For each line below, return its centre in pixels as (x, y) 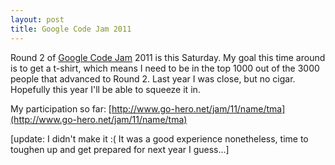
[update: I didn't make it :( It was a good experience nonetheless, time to (159, 138)
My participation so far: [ (61, 108)
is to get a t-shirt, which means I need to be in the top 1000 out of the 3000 (165, 68)
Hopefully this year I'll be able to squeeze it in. (105, 89)
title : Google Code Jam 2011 (71, 29)
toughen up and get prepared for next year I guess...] (120, 149)
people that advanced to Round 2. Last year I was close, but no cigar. (153, 78)
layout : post (37, 19)
